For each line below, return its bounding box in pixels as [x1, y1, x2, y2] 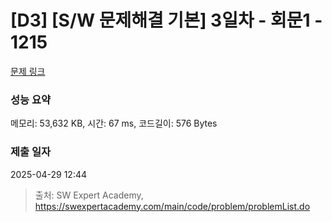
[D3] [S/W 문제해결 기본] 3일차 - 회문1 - [10, 9, 323, 32]
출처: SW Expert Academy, [34, 189, 144, 201]
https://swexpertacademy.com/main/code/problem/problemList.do [34, 200, 311, 212]
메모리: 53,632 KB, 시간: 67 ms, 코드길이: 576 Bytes [10, 117, 218, 130]
